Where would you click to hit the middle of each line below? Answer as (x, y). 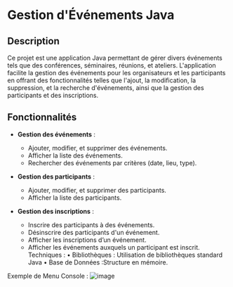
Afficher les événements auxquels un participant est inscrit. (114, 247)
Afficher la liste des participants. (75, 198)
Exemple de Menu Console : (48, 276)
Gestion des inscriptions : (56, 211)
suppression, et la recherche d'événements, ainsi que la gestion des (106, 88)
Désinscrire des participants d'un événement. (94, 232)
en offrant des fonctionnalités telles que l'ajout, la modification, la (102, 80)
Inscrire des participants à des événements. (91, 224)
